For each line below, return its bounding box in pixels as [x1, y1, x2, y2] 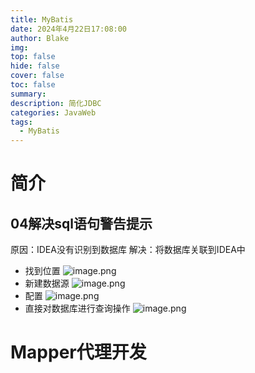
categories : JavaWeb [10, 107, 97, 118]
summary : [10, 89, 47, 99]
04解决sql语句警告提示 [10, 215, 153, 232]
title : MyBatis [10, 14, 74, 25]
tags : [10, 117, 33, 127]
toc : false [10, 80, 56, 90]
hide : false [10, 61, 60, 71]
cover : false [10, 71, 65, 81]
